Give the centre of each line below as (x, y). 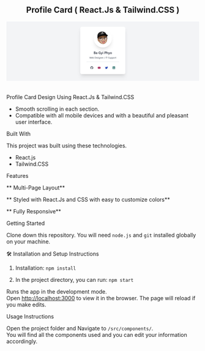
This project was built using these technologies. (67, 146)
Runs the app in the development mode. (57, 292)
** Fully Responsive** (34, 212)
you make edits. (26, 305)
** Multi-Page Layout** (36, 188)
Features (17, 176)
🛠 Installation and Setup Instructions (53, 254)
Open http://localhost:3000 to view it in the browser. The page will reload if (101, 298)
